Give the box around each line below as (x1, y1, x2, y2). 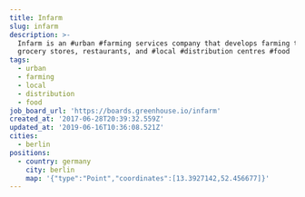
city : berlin (25, 165, 75, 174)
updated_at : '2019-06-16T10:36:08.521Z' (9, 123, 165, 133)
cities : (9, 132, 39, 141)
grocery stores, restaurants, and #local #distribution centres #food (17, 47, 290, 56)
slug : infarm (9, 22, 59, 31)
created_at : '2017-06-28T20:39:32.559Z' (9, 114, 165, 123)
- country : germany (17, 156, 92, 166)
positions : (9, 148, 51, 157)
